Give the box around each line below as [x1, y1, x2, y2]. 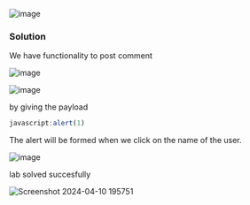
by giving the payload [9, 102, 89, 112]
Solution [9, 30, 47, 42]
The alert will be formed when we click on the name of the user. [9, 135, 242, 146]
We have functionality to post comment [9, 50, 153, 61]
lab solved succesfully [9, 169, 91, 180]
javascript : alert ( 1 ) [9, 119, 86, 128]
